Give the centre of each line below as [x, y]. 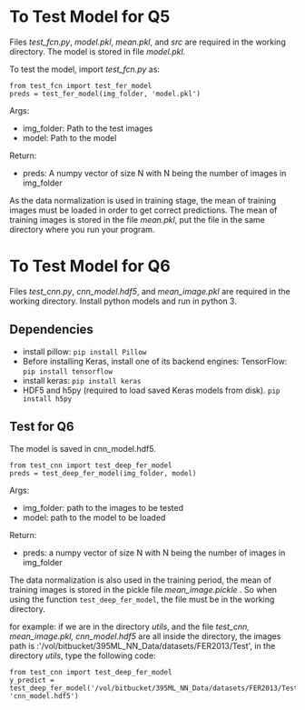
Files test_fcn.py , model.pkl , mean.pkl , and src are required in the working [148, 42]
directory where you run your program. [82, 229]
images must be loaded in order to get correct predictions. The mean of [143, 210]
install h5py [47, 399]
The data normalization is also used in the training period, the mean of [141, 580]
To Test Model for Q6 [90, 266]
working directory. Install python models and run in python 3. [123, 301]
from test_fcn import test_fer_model [81, 85]
